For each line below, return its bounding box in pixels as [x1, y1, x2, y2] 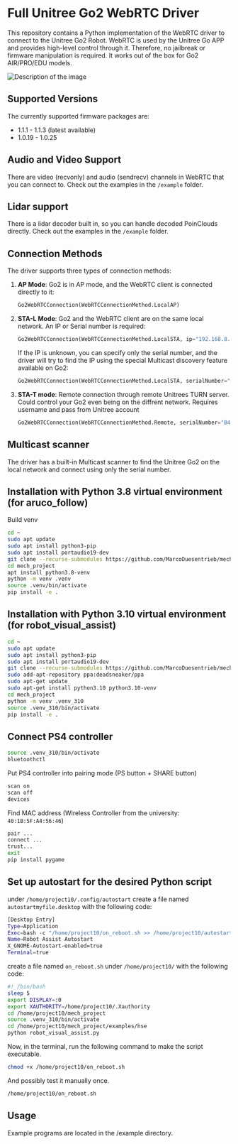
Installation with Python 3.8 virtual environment [7, 485, 223, 498]
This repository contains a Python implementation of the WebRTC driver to [7, 28, 225, 37]
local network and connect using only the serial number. [7, 465, 171, 474]
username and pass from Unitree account [17, 405, 140, 413]
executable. [7, 1050, 42, 1058]
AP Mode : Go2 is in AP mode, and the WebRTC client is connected [17, 280, 212, 289]
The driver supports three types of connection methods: [7, 266, 172, 275]
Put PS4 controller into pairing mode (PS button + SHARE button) [7, 768, 197, 777]
